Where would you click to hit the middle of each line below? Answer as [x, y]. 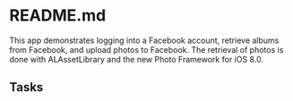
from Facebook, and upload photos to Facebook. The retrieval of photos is [146, 49]
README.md [58, 16]
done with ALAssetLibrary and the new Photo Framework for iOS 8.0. [137, 59]
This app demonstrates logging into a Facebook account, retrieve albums [144, 40]
